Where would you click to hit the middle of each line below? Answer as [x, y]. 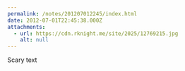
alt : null [35, 40]
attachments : [26, 27]
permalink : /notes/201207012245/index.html [72, 14]
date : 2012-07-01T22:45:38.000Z [55, 20]
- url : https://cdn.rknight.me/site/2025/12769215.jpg [96, 33]
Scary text [22, 60]
